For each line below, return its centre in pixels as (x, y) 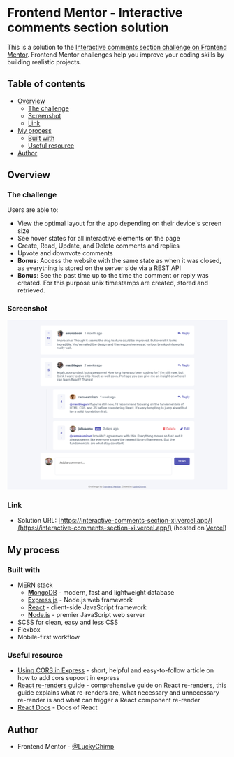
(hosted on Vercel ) (200, 528)
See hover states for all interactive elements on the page (98, 239)
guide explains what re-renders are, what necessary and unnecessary (118, 693)
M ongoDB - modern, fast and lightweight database (101, 593)
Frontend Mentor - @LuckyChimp (66, 747)
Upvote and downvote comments (65, 253)
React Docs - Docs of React (57, 707)
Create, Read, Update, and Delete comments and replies (98, 246)
